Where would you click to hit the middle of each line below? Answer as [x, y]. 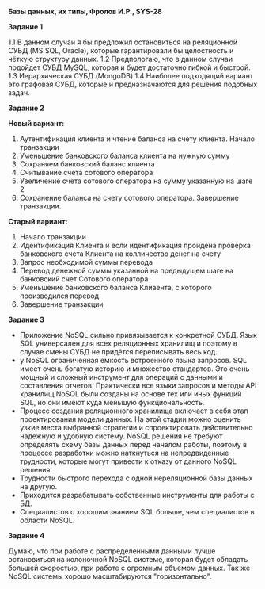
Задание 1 [26, 27]
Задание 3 [26, 319]
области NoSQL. [47, 520]
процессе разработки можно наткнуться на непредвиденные [124, 453]
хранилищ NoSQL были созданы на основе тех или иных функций [131, 394]
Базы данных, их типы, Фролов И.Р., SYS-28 [85, 11]
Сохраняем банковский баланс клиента [87, 164]
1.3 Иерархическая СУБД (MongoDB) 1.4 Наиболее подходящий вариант [131, 76]
